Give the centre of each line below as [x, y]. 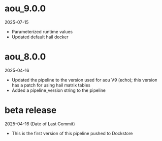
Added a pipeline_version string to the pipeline [59, 90]
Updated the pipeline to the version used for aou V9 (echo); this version [84, 80]
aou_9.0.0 [25, 9]
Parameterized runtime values [42, 31]
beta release [31, 110]
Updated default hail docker [40, 37]
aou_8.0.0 [25, 57]
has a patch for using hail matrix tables [51, 85]
